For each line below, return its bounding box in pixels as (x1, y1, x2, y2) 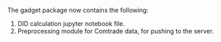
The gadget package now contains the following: (7, 6, 149, 14)
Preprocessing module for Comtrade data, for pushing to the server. (17, 27, 214, 35)
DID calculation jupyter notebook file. (17, 20, 125, 27)
